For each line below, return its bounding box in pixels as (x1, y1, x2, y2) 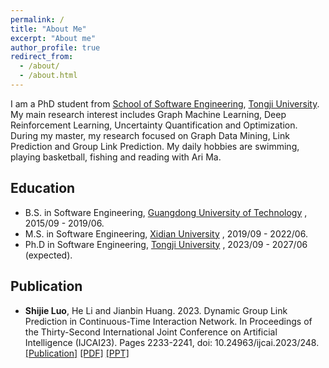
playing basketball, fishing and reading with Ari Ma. (10, 151, 222, 163)
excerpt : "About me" (10, 33, 97, 43)
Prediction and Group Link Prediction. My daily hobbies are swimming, (10, 140, 300, 152)
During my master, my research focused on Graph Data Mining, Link (10, 129, 290, 141)
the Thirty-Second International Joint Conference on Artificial (24, 326, 278, 338)
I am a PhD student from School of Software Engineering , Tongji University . (10, 97, 320, 110)
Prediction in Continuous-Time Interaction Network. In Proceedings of (24, 315, 313, 327)
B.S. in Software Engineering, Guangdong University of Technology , (24, 206, 308, 218)
